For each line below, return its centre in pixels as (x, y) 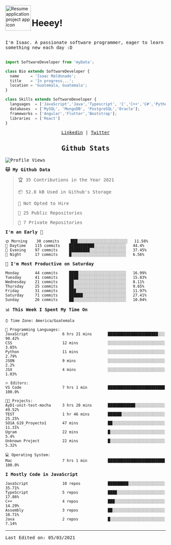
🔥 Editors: (17, 383)
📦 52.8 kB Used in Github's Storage (65, 192)
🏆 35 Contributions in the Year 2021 (66, 180)
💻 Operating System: (28, 455)
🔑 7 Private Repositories (50, 223)
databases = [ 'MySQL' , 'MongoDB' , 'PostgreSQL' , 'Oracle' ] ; (75, 109)
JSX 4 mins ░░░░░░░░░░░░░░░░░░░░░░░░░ (85, 370)
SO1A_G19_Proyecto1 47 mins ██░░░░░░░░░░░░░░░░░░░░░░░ (85, 423)
